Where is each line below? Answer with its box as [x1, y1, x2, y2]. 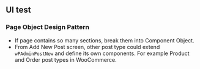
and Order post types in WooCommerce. [14, 56, 117, 63]
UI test [6, 5, 31, 15]
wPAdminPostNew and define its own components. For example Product [14, 50, 190, 57]
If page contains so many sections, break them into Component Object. [14, 36, 194, 44]
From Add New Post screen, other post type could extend [14, 43, 160, 50]
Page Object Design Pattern [6, 23, 90, 31]
